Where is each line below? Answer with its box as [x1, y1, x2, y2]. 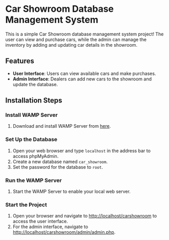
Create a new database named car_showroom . [12, 158, 108, 165]
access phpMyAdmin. [12, 153, 59, 159]
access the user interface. [12, 218, 68, 225]
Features [5, 57, 34, 66]
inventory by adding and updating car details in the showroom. [5, 42, 138, 48]
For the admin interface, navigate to [12, 224, 89, 230]
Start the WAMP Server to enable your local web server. [12, 188, 131, 195]
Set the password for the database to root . [12, 164, 103, 170]
